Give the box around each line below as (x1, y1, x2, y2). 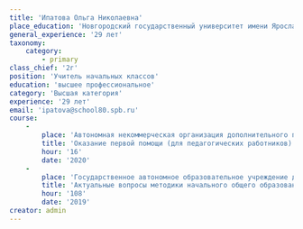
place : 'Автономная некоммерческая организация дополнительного (41, 131, 289, 140)
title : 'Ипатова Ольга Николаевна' (9, 13, 143, 23)
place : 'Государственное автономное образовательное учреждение (41, 172, 289, 181)
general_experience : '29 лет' (9, 30, 124, 39)
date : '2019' (41, 197, 91, 207)
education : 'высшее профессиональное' (9, 80, 155, 89)
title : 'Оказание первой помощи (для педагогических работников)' (41, 139, 297, 148)
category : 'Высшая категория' (9, 88, 124, 97)
